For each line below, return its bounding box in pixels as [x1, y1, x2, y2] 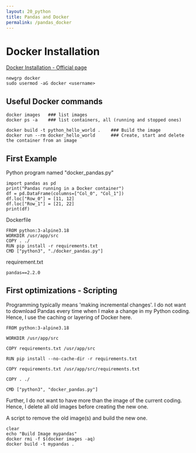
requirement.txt [6, 258, 44, 265]
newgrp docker [6, 76, 41, 81]
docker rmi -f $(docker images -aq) [6, 436, 95, 442]
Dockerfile [6, 216, 31, 223]
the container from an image [6, 138, 77, 144]
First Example [6, 154, 57, 164]
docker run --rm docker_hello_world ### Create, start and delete [6, 132, 184, 138]
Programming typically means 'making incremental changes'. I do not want [6, 301, 186, 308]
